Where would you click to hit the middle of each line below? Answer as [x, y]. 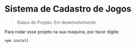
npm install [17, 40]
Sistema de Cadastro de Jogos [68, 9]
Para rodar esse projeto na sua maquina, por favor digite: [62, 32]
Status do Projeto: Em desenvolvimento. [57, 22]
